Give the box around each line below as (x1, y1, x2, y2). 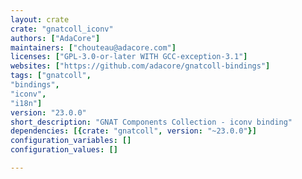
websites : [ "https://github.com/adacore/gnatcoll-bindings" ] (10, 61, 271, 71)
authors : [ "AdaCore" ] (10, 33, 101, 43)
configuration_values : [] (10, 145, 118, 155)
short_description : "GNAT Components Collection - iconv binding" (10, 117, 293, 127)
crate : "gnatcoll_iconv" (10, 24, 114, 34)
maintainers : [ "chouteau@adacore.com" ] (10, 42, 177, 53)
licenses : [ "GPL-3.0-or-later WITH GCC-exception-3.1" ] (10, 52, 248, 62)
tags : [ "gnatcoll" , (10, 71, 92, 81)
